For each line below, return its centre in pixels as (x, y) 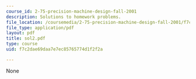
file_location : (24, 22)
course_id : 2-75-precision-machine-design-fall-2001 (71, 11)
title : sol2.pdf (26, 38)
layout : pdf (20, 33)
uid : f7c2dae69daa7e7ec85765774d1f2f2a (55, 49)
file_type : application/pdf (40, 28)
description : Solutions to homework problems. (64, 17)
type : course (22, 44)
